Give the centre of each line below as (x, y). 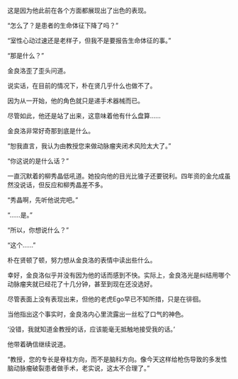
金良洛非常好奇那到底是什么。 (51, 131)
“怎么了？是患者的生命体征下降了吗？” (63, 26)
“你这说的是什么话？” (38, 161)
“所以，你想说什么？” (38, 230)
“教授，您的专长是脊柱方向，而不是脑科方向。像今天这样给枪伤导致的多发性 (118, 359)
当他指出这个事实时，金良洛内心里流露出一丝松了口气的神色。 (97, 314)
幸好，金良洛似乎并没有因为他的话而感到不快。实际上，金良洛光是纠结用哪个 (119, 275)
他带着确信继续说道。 (38, 344)
